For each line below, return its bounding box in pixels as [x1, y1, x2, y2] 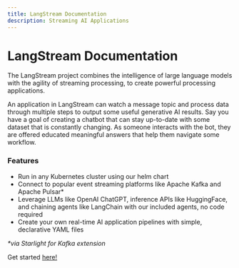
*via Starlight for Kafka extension [7, 239, 106, 247]
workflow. [7, 138, 36, 147]
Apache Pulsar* [17, 187, 64, 196]
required [17, 210, 44, 218]
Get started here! [7, 252, 58, 261]
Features [7, 156, 39, 166]
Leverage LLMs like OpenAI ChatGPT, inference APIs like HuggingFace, [17, 195, 228, 203]
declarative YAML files [17, 225, 84, 234]
